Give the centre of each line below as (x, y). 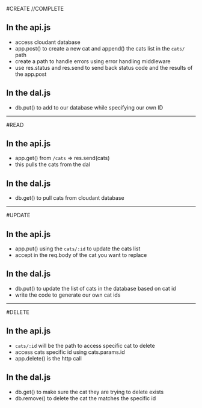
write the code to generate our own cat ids (68, 295)
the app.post (31, 74)
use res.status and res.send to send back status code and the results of (104, 67)
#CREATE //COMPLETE (35, 9)
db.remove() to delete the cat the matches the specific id (85, 398)
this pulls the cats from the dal (52, 164)
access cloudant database (47, 42)
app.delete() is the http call (48, 358)
